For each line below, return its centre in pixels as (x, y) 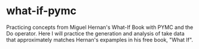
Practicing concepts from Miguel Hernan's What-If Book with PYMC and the (100, 27)
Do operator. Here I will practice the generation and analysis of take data (95, 33)
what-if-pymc (41, 11)
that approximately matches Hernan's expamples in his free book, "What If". (99, 40)
